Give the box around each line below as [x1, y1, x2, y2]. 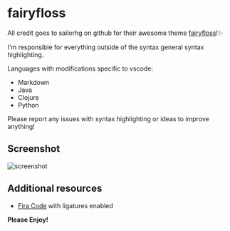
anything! [7, 122, 36, 130]
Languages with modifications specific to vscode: [7, 64, 153, 73]
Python [17, 101, 39, 109]
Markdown [17, 78, 50, 86]
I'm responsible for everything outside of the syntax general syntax [7, 43, 204, 51]
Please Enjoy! [7, 215, 48, 224]
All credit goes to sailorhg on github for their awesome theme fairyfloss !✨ [7, 29, 224, 37]
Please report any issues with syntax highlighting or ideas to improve [7, 114, 210, 123]
